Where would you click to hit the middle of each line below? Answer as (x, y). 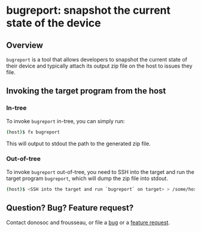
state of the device (54, 23)
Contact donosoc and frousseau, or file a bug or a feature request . (88, 222)
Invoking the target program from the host (86, 91)
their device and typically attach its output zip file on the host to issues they (99, 66)
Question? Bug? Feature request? (70, 208)
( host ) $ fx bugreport (33, 132)
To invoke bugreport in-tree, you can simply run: (66, 121)
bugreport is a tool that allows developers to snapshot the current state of (97, 59)
